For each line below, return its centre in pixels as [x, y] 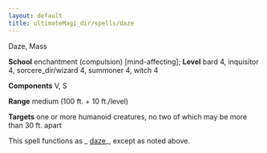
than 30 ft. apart [35, 125]
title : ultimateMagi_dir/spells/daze [71, 23]
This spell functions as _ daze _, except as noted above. [99, 140]
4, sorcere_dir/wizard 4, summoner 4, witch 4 [83, 70]
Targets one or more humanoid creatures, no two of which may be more [127, 116]
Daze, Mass [28, 46]
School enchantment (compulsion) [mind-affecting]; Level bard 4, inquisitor [133, 62]
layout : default [35, 16]
